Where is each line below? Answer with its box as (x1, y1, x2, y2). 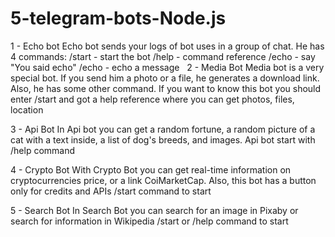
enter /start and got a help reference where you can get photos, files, (10, 93, 295, 105)
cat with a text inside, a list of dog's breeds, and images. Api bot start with (10, 133, 316, 146)
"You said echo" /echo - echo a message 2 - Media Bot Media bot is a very (10, 61, 325, 73)
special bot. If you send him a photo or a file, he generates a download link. (10, 72, 320, 84)
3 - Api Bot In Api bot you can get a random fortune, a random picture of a (10, 123, 316, 135)
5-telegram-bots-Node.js (10, 7, 227, 30)
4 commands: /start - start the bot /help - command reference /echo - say (10, 50, 316, 62)
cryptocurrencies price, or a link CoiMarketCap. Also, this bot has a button (10, 174, 317, 186)
